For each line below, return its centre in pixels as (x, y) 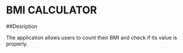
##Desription (22, 26)
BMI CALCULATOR (52, 10)
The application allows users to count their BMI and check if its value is (91, 37)
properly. (17, 44)
